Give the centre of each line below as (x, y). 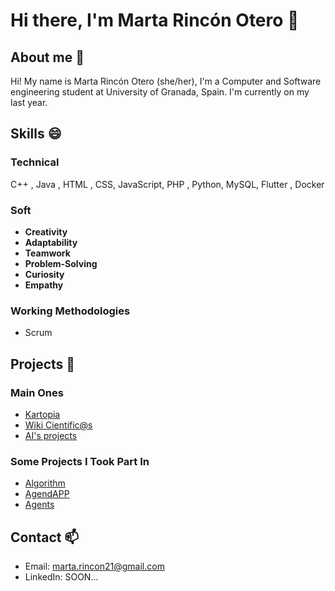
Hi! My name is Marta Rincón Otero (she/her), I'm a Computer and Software (166, 81)
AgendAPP (47, 494)
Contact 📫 (45, 537)
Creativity (46, 231)
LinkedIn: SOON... (61, 577)
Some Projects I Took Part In (80, 461)
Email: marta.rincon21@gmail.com (94, 566)
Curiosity (44, 274)
